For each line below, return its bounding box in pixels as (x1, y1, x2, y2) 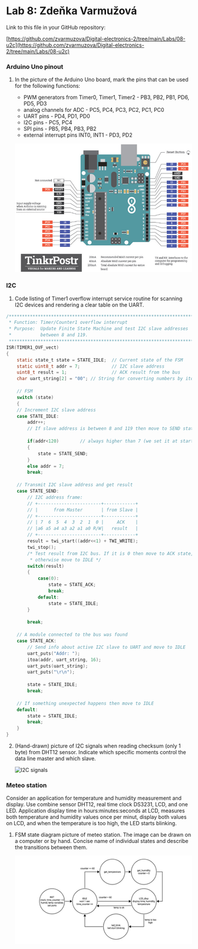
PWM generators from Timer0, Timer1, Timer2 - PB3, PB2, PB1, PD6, (23, 94, 190, 101)
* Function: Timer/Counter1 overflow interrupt (8, 320, 128, 326)
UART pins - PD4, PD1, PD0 (23, 112, 90, 120)
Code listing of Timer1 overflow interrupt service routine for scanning (14, 295, 183, 302)
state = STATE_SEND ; (37, 451, 88, 456)
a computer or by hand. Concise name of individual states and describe (14, 838, 189, 845)
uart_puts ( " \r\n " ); (27, 669, 75, 675)
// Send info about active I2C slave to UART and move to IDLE (27, 644, 186, 650)
